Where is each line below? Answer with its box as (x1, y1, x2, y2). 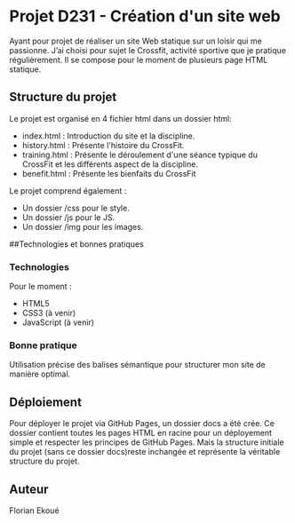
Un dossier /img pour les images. (21, 221, 144, 232)
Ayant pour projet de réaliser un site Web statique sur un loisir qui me (9, 36, 262, 46)
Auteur (9, 481, 49, 496)
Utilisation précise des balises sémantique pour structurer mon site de (9, 360, 266, 370)
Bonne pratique (9, 339, 77, 352)
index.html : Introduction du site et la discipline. (21, 131, 195, 141)
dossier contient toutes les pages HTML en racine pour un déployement (9, 428, 273, 439)
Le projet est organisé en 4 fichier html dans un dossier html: (9, 113, 233, 123)
